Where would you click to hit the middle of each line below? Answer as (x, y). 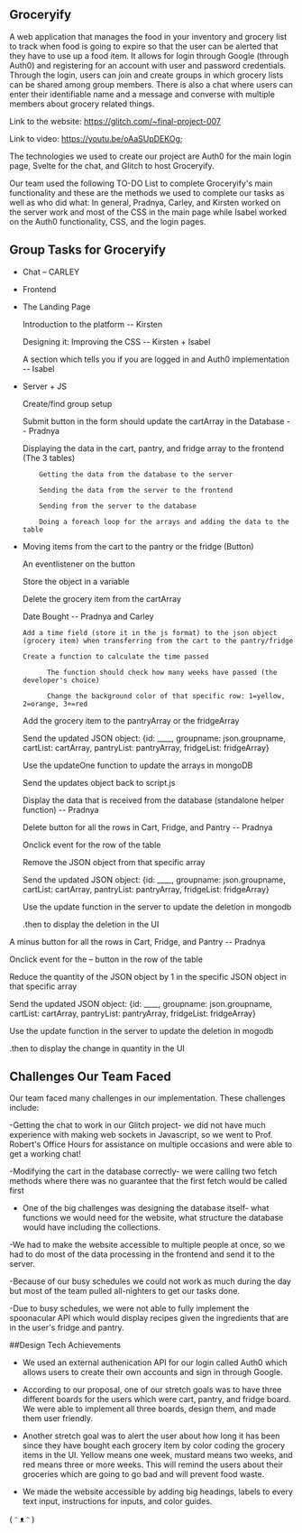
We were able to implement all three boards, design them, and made (149, 1409)
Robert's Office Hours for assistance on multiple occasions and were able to (151, 1144)
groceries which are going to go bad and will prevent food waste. (143, 1474)
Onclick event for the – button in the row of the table (106, 959)
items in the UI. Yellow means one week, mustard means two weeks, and (157, 1455)
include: (24, 1108)
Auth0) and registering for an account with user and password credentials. (148, 65)
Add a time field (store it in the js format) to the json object (150, 633)
